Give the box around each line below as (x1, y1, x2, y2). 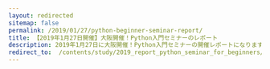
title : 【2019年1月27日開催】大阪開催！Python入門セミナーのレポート (8, 33, 219, 42)
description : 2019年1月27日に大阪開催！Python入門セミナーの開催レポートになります (8, 41, 264, 49)
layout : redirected (8, 11, 74, 20)
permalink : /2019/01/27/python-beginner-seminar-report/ (8, 26, 203, 34)
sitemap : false (8, 19, 59, 27)
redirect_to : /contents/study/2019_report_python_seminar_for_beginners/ (8, 48, 264, 56)
